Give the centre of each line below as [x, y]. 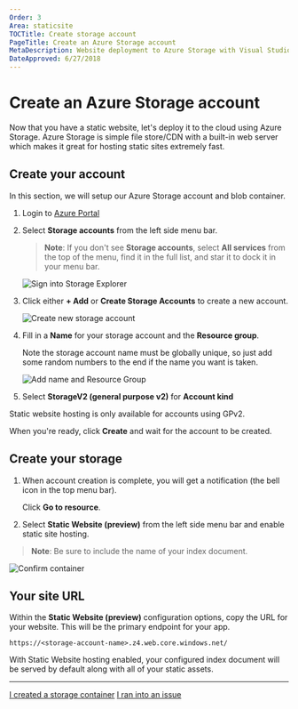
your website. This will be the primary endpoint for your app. [120, 627]
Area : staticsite [41, 26]
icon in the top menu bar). [69, 489]
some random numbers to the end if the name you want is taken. [140, 362]
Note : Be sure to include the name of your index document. [139, 551]
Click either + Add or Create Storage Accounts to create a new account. [155, 301]
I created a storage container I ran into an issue [95, 695]
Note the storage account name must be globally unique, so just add [147, 352]
